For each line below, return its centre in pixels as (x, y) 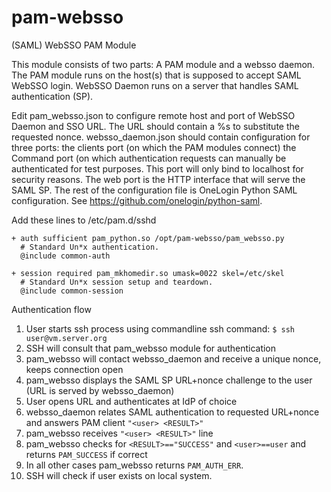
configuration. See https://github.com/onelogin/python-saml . (137, 200)
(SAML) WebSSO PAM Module (74, 45)
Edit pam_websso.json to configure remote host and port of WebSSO (153, 115)
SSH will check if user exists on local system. (119, 475)
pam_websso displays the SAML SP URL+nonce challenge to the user (169, 380)
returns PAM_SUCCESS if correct (86, 454)
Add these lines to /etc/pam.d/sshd (84, 220)
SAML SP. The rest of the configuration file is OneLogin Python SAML (154, 190)
